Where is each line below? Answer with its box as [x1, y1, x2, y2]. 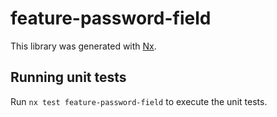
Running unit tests [10, 69, 127, 86]
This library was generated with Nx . [10, 40, 157, 52]
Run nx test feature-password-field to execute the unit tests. [10, 95, 268, 107]
